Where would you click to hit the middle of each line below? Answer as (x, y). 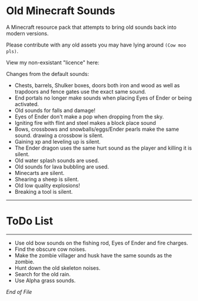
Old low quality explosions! (47, 185)
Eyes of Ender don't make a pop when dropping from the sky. (89, 117)
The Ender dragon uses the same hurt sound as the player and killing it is (103, 148)
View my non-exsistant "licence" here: (53, 62)
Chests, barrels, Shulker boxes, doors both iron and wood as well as (97, 85)
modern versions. (27, 33)
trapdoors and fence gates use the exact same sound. (80, 91)
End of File (19, 292)
